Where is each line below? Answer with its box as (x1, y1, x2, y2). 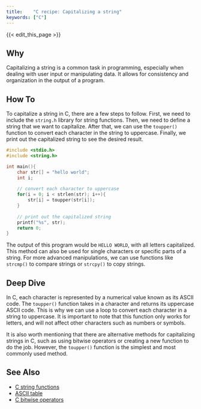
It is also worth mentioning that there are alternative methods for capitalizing (6, 331, 195, 338)
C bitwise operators (14, 396, 64, 403)
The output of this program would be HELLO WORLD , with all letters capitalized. (6, 241, 196, 249)
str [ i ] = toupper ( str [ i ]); (28, 197, 95, 203)
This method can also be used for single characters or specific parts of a (6, 248, 187, 255)
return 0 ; (17, 225, 42, 231)
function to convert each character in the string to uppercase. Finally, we (6, 130, 187, 137)
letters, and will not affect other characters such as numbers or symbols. (6, 319, 186, 327)
